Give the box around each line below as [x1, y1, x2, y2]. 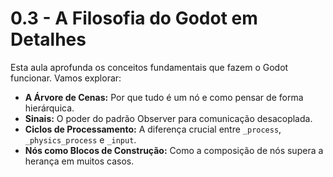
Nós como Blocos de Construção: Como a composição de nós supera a [24, 144, 324, 156]
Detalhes [10, 28, 87, 51]
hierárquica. [24, 102, 75, 114]
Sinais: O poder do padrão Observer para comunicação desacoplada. [24, 112, 313, 124]
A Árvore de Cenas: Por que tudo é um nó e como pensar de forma [24, 91, 304, 103]
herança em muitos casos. [24, 155, 135, 167]
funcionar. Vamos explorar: [10, 72, 122, 84]
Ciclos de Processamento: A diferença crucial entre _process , [24, 123, 282, 135]
